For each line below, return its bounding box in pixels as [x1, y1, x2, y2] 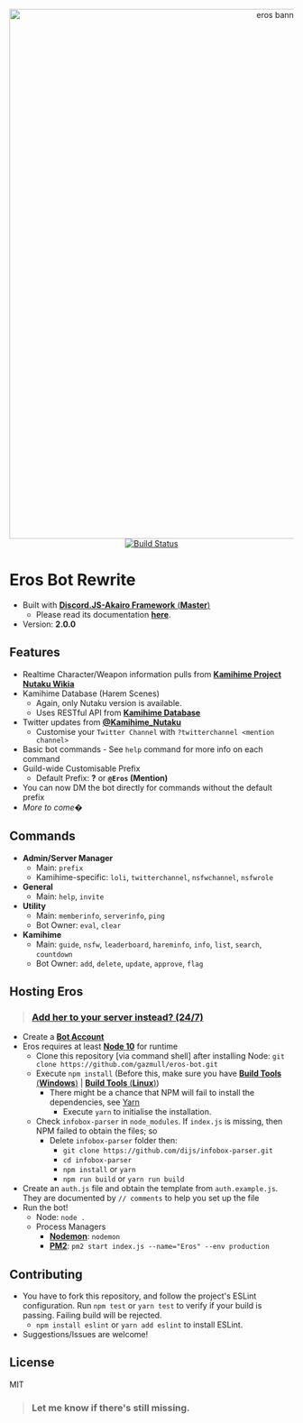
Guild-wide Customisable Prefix [22, 763, 141, 774]
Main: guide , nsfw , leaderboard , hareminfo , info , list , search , [35, 939, 262, 950]
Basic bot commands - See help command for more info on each [22, 743, 263, 755]
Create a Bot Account [22, 1032, 105, 1042]
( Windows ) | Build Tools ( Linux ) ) [35, 1078, 160, 1088]
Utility [22, 900, 47, 911]
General [22, 881, 54, 892]
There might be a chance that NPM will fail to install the [49, 1088, 255, 1098]
